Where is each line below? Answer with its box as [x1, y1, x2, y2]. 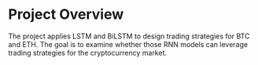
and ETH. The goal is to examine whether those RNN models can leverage [8, 39, 249, 49]
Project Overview [8, 5, 124, 23]
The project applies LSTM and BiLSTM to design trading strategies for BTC [8, 31, 250, 41]
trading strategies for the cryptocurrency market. [8, 48, 168, 57]
